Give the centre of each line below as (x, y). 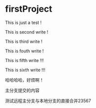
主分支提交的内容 (22, 90)
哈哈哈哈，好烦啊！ (24, 80)
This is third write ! (24, 41)
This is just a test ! (23, 22)
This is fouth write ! (24, 51)
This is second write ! (27, 32)
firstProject (29, 9)
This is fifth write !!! (24, 60)
